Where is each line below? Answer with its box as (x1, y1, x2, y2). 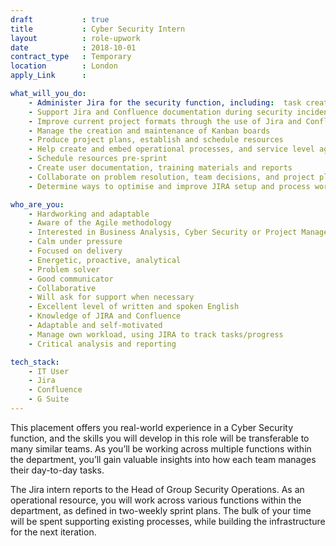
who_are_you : (10, 199, 65, 210)
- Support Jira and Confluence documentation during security (28, 107, 293, 117)
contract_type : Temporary (10, 52, 132, 62)
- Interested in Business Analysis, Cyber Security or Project (28, 227, 298, 238)
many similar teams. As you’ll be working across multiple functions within (10, 442, 312, 455)
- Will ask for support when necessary (28, 292, 195, 303)
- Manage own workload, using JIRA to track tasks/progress (28, 329, 284, 340)
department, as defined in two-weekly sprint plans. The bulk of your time (10, 504, 312, 516)
